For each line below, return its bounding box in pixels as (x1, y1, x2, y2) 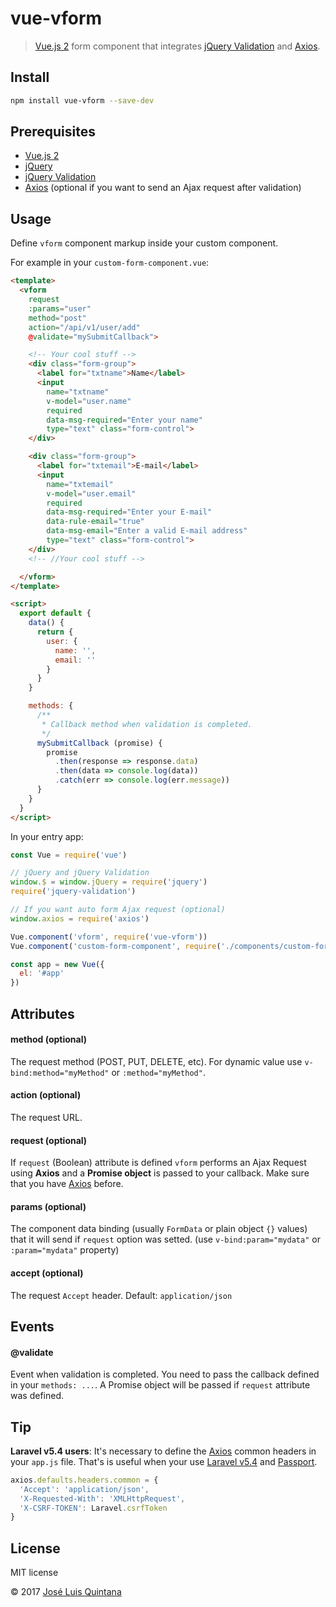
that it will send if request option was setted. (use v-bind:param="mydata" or (10, 1233, 321, 1246)
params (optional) (10, 1200, 87, 1212)
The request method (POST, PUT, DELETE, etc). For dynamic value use (10, 1055, 303, 1067)
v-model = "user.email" (46, 488, 137, 499)
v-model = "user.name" (46, 396, 132, 406)
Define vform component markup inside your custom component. (10, 237, 279, 249)
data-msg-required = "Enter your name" (46, 415, 203, 425)
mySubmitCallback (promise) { (36, 738, 163, 748)
